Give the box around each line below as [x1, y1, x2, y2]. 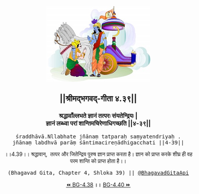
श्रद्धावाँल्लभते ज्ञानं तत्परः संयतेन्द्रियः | [58, 112, 138, 120]
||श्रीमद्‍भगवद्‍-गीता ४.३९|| [59, 94, 137, 104]
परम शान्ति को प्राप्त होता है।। [70, 157, 127, 164]
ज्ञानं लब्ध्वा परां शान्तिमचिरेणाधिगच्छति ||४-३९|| [45, 119, 151, 128]
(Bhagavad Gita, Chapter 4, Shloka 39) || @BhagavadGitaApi [7, 169, 189, 176]
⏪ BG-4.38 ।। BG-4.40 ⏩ [66, 181, 131, 188]
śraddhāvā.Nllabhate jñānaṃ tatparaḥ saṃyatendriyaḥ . [15, 133, 182, 140]
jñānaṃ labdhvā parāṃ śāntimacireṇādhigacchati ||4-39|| [12, 139, 185, 146]
